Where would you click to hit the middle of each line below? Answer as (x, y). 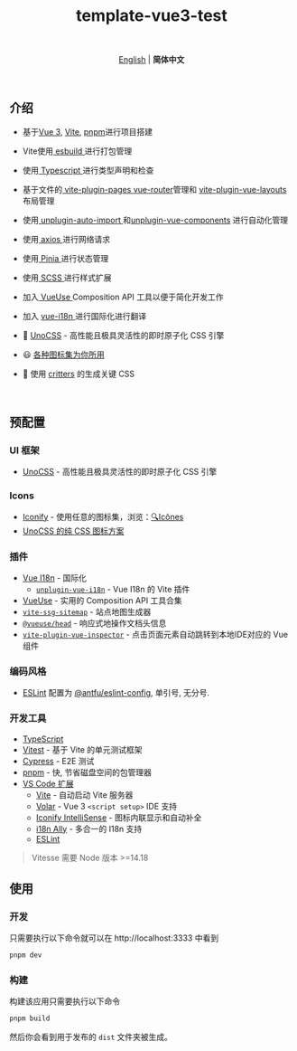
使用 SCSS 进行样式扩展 (67, 278)
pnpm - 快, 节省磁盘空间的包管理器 (87, 772)
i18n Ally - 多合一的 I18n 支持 (89, 828)
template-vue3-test (152, 16)
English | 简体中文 (152, 59)
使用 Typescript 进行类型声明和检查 (88, 170)
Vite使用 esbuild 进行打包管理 (77, 151)
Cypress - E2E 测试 (58, 761)
